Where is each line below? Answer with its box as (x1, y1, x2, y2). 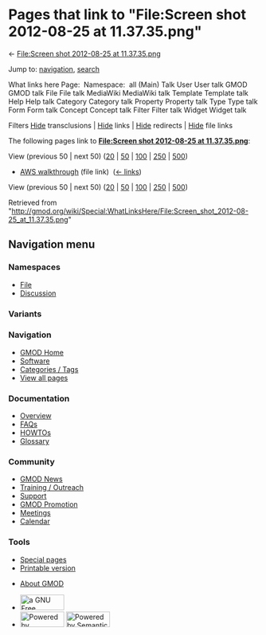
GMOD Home (19, 347, 64, 357)
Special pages (19, 555, 67, 564)
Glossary (19, 437, 50, 446)
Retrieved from (8, 198, 57, 207)
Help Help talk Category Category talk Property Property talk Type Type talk (8, 96, 258, 106)
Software (19, 356, 50, 366)
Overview (19, 411, 52, 421)
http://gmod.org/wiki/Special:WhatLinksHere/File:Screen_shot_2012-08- (11, 206, 249, 216)
